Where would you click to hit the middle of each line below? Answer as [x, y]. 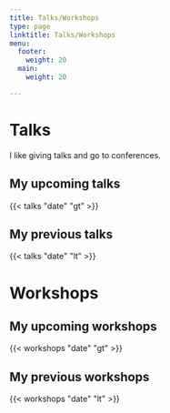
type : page [30, 26]
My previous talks [61, 234]
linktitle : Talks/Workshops [63, 35]
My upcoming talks [65, 184]
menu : [20, 43]
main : [28, 69]
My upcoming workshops [83, 326]
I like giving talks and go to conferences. [85, 155]
